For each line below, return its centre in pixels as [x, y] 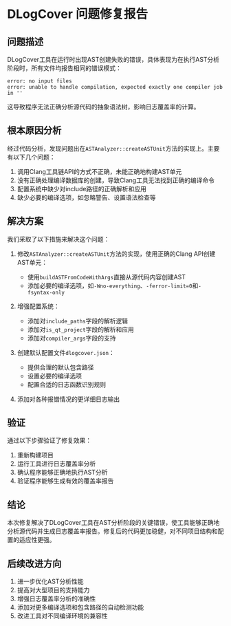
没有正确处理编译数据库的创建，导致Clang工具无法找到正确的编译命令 [116, 180]
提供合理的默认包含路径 [60, 367]
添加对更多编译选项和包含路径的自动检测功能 [80, 607]
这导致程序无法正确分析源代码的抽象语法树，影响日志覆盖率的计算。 [103, 107]
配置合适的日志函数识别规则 [67, 384]
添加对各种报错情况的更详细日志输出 [68, 399]
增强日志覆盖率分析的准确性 [56, 598]
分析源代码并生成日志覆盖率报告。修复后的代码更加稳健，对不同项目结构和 [112, 531]
